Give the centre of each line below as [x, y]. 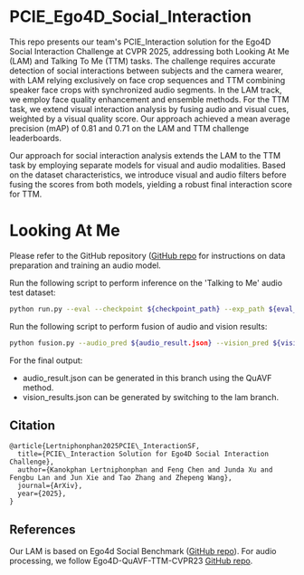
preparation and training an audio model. [85, 265]
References [43, 529]
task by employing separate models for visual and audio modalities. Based [148, 165]
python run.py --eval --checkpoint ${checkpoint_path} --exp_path [137, 309]
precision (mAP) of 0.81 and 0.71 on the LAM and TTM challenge [129, 128]
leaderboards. [35, 138]
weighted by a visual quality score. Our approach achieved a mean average [150, 119]
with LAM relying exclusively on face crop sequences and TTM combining [147, 80]
